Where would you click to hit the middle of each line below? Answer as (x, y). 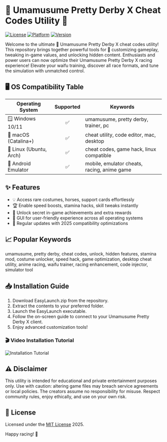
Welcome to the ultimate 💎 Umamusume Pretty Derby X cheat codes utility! (82, 44)
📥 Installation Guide (37, 286)
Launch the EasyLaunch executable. (49, 311)
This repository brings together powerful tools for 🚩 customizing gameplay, (82, 49)
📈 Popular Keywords (38, 239)
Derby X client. (28, 322)
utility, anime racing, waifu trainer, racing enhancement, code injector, (77, 264)
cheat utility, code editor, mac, (121, 135)
